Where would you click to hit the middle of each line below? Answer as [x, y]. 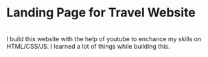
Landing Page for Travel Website [101, 13]
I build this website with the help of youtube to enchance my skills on [104, 38]
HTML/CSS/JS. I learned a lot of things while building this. [88, 46]
